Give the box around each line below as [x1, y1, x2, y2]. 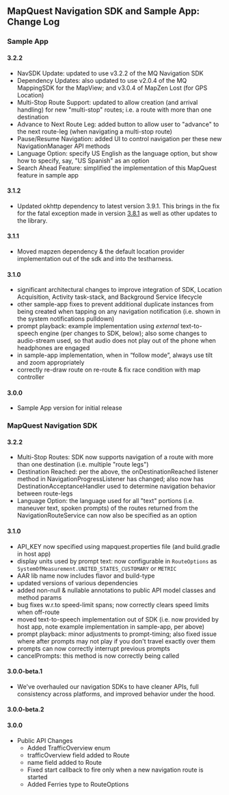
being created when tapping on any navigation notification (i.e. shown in [16, 308, 221, 316]
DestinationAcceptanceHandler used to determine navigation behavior [16, 482, 216, 491]
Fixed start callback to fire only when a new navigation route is [27, 766, 204, 774]
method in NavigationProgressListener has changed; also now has [16, 475, 204, 483]
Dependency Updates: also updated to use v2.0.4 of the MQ [16, 76, 187, 84]
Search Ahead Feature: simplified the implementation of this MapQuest [16, 164, 217, 172]
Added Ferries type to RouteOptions [27, 780, 129, 788]
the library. [16, 216, 48, 225]
